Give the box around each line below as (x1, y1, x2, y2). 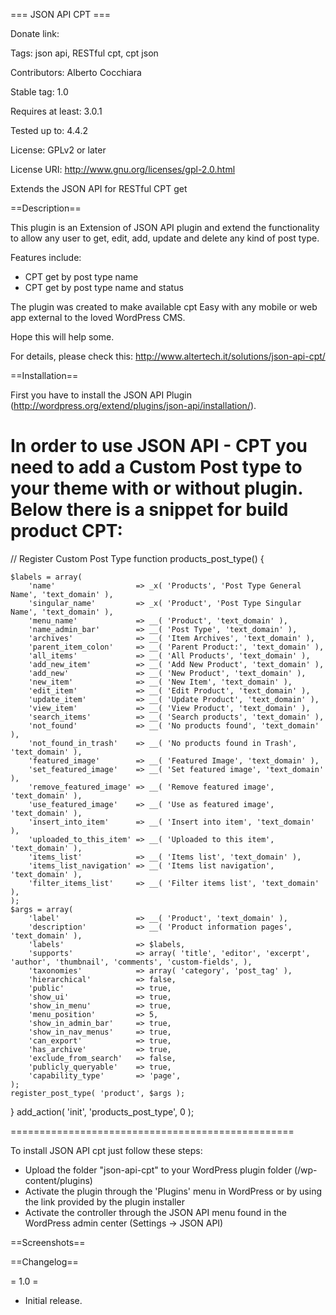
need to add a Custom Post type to (10, 456, 303, 479)
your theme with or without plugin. (10, 477, 303, 500)
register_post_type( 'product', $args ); (10, 1088, 186, 1098)
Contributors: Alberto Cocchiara (10, 67, 142, 78)
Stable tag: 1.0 (10, 86, 69, 98)
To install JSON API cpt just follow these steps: (10, 1144, 203, 1156)
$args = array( (10, 904, 74, 914)
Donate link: (10, 28, 60, 39)
